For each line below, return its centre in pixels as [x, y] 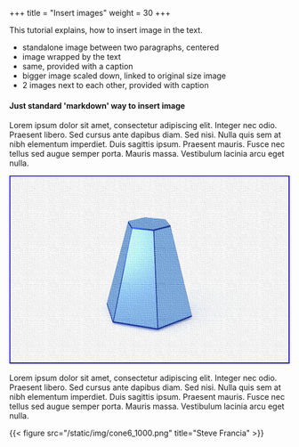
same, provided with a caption [77, 66]
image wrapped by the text [72, 57]
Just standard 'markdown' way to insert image [97, 105]
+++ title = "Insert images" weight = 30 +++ [90, 13]
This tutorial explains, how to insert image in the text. [106, 30]
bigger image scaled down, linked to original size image [124, 76]
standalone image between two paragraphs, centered [121, 47]
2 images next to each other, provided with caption [115, 85]
